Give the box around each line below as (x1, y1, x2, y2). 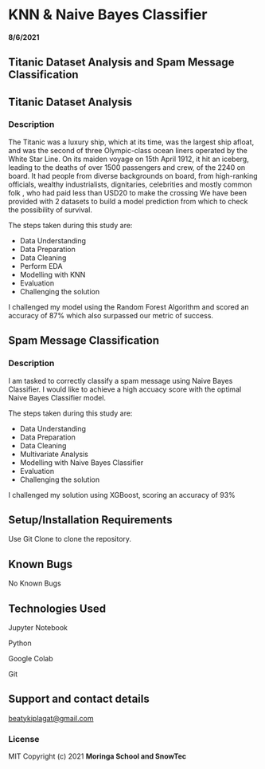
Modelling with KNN (19, 270, 86, 279)
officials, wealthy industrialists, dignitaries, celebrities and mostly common (8, 179, 252, 189)
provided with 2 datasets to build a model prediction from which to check (8, 196, 248, 206)
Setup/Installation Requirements (8, 513, 173, 526)
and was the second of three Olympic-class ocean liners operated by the (8, 145, 248, 155)
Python (8, 638, 32, 648)
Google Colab (8, 653, 53, 663)
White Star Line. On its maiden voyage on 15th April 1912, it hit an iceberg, (8, 154, 249, 164)
